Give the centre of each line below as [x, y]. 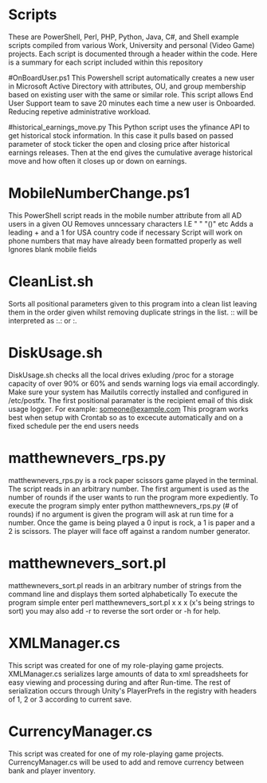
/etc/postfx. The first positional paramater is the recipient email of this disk [131, 400]
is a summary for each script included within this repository [106, 62]
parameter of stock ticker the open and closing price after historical [119, 144]
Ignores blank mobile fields [53, 249]
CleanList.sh [51, 282]
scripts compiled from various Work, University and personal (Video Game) [132, 45]
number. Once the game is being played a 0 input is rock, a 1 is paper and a [132, 522]
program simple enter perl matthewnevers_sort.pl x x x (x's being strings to [132, 602]
